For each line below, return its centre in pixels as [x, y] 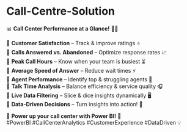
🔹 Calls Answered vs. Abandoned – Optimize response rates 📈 [87, 52]
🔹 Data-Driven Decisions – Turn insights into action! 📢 [75, 104]
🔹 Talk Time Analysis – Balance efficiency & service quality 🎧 [85, 86]
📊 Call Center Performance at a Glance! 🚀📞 [62, 28]
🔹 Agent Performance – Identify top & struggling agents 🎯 [79, 79]
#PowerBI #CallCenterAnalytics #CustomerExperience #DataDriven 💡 [94, 122]
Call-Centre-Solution [61, 11]
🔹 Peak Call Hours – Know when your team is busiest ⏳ [76, 61]
